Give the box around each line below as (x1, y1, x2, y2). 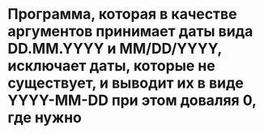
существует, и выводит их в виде (7, 74, 244, 93)
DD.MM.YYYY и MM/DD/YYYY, (7, 40, 222, 58)
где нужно (7, 109, 82, 127)
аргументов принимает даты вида (7, 22, 253, 41)
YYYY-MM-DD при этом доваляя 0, (7, 91, 257, 110)
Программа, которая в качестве (7, 5, 237, 24)
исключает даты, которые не (7, 57, 215, 76)
